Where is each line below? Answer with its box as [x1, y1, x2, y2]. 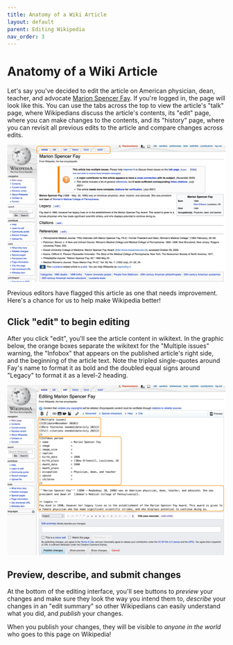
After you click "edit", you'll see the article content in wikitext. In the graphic [7, 335, 224, 343]
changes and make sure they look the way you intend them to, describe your [7, 594, 227, 603]
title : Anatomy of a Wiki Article [7, 11, 107, 18]
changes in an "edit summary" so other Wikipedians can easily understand [7, 602, 221, 610]
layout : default [7, 18, 54, 26]
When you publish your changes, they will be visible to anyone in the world [7, 623, 221, 631]
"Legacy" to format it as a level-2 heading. [7, 371, 128, 380]
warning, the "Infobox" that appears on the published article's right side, [7, 349, 214, 357]
